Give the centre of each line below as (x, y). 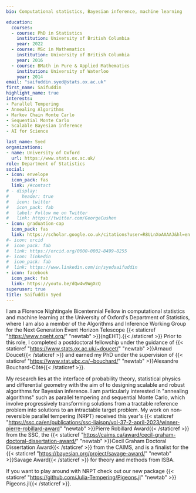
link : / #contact (31, 185)
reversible (18, 416)
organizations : (25, 147)
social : (16, 169)
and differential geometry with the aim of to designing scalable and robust (95, 385)
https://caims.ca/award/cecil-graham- (129, 435)
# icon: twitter (28, 202)
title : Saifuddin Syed (34, 295)
